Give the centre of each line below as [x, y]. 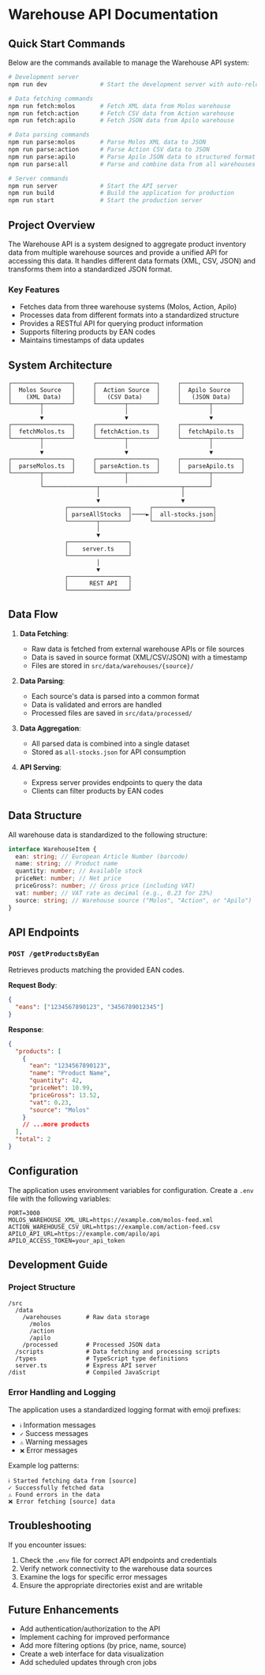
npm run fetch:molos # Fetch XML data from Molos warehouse [119, 106]
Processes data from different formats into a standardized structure [129, 315]
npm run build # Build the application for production [121, 193]
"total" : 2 [33, 1139]
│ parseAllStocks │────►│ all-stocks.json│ [140, 514]
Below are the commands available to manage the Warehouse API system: [129, 62]
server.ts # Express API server [86, 1366]
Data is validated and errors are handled [97, 705]
